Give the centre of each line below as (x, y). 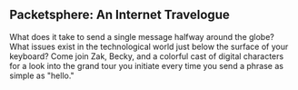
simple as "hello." (42, 75)
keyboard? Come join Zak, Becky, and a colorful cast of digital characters (147, 56)
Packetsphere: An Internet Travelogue (119, 15)
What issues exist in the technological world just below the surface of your (149, 46)
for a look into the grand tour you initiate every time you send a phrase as (147, 65)
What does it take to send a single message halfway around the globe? (142, 36)
